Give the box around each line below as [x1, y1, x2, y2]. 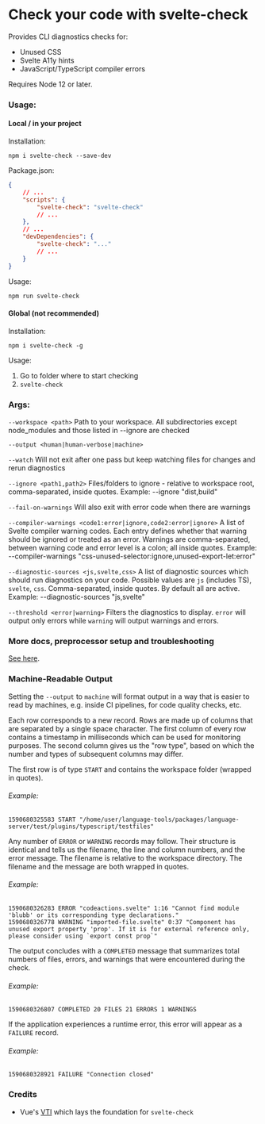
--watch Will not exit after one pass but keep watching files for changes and [8, 455, 255, 465]
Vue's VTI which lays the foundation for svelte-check [19, 1107, 194, 1116]
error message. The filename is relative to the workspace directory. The [8, 853, 243, 862]
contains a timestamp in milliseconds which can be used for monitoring [8, 732, 241, 742]
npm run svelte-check [8, 292, 80, 300]
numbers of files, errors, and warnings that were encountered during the [8, 954, 246, 965]
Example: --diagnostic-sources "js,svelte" [8, 593, 145, 602]
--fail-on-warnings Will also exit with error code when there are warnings [8, 502, 252, 512]
